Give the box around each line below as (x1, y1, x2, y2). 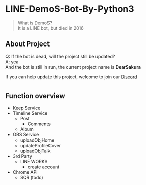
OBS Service (12, 132, 39, 138)
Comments (27, 121, 51, 127)
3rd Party (12, 153, 33, 159)
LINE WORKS (20, 159, 48, 165)
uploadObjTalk (20, 148, 51, 154)
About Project (5, 40, 50, 49)
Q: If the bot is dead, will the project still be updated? (5, 53, 115, 59)
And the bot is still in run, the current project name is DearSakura (5, 64, 141, 70)
